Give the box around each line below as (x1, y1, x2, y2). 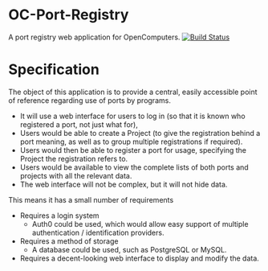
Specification (8, 60, 100, 79)
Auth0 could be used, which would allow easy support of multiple (31, 219, 249, 228)
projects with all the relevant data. (19, 170, 132, 180)
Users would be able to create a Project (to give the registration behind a (19, 128, 261, 138)
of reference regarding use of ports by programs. (8, 95, 171, 105)
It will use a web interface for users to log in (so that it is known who (19, 111, 246, 121)
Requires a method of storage (19, 236, 119, 246)
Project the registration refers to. (19, 154, 128, 163)
